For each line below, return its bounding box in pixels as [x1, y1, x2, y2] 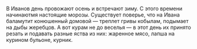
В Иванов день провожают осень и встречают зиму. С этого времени [6, 5, 183, 12]
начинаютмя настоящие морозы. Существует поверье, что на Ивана [6, 11, 180, 18]
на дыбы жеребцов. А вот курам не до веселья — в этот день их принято [6, 24, 192, 31]
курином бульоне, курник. [6, 37, 73, 43]
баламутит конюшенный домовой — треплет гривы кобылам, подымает [6, 18, 189, 24]
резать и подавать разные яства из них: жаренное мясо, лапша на [6, 30, 175, 37]
